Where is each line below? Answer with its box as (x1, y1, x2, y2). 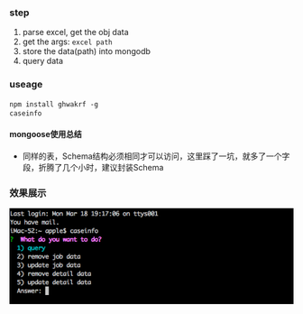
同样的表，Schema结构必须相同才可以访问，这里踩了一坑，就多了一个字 (22, 151, 290, 162)
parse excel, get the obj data (22, 27, 129, 38)
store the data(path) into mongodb (22, 46, 151, 57)
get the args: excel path (22, 36, 113, 47)
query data (22, 56, 64, 67)
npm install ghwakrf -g (9, 99, 99, 109)
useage (9, 78, 43, 91)
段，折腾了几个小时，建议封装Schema (22, 162, 164, 172)
